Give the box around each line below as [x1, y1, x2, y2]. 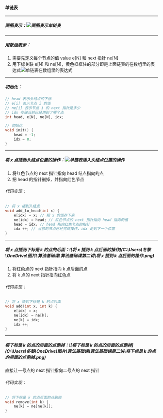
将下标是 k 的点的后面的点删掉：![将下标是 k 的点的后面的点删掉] [5, 342, 133, 348]
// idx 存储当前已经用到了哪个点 [5, 110, 64, 115]
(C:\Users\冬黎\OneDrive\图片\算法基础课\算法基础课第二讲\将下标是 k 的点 [5, 348, 156, 354]
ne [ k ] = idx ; [14, 317, 40, 322]
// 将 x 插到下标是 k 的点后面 [5, 299, 61, 304]
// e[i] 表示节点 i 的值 [5, 101, 51, 106]
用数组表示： [5, 42, 31, 48]
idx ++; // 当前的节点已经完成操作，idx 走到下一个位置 [14, 226, 115, 231]
